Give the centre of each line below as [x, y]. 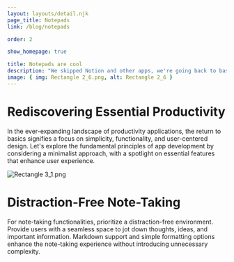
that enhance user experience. [51, 160]
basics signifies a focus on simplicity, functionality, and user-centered [108, 138]
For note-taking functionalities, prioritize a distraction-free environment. [110, 222]
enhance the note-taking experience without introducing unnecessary [108, 244]
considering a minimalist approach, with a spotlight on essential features [111, 153]
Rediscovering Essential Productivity [116, 111]
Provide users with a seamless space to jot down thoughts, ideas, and [107, 229]
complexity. [24, 251]
